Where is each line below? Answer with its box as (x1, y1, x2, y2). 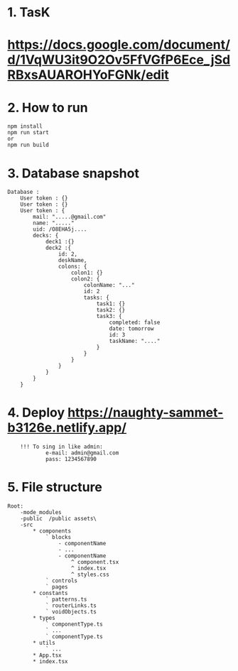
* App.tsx (33, 652, 62, 659)
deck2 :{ (45, 244, 72, 252)
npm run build (7, 141, 50, 149)
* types (33, 615, 55, 622)
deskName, (58, 257, 87, 264)
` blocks (45, 534, 72, 541)
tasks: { (83, 294, 110, 302)
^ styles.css (70, 571, 110, 579)
